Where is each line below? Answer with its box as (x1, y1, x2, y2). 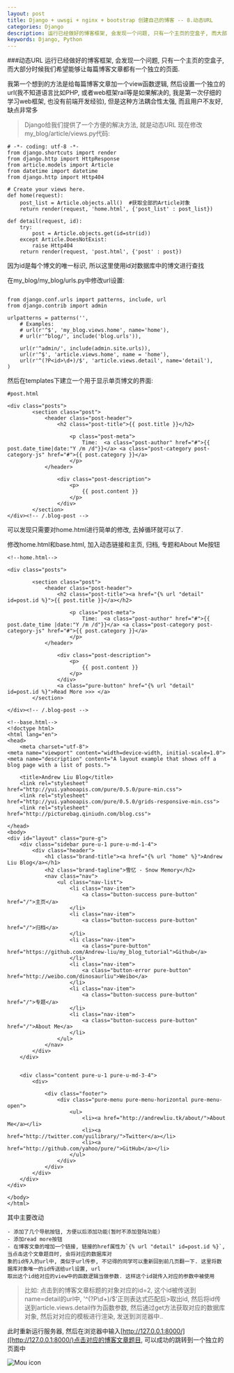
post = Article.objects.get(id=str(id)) (32, 230, 151, 237)
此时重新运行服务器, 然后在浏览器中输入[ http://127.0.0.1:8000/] (7, 1327, 185, 1335)
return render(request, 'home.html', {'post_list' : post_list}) (19, 206, 214, 213)
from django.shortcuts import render (7, 149, 117, 157)
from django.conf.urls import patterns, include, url (7, 296, 167, 303)
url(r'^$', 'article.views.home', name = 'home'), (19, 351, 170, 358)
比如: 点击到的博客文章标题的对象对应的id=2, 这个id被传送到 (24, 1286, 196, 1294)
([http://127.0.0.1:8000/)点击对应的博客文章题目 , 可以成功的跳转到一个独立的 (7, 1336, 224, 1344)
